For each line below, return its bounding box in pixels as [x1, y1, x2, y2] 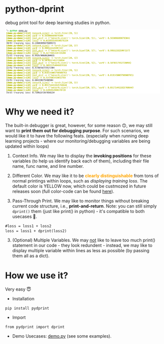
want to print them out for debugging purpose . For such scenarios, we [5, 128, 150, 133]
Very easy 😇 [5, 286, 31, 292]
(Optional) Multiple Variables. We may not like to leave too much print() [12, 237, 156, 243]
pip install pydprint [5, 306, 50, 311]
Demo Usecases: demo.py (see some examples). [12, 333, 112, 339]
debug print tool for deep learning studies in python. [5, 20, 111, 26]
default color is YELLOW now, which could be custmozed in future [12, 183, 146, 189]
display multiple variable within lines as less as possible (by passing [12, 247, 150, 253]
